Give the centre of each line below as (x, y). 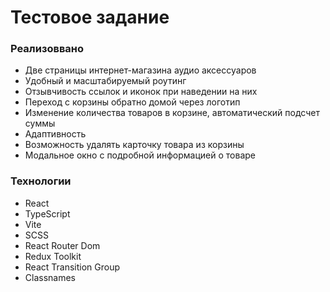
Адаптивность (55, 134)
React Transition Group (72, 267)
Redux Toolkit (53, 256)
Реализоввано (47, 49)
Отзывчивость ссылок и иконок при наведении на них (141, 92)
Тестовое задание (90, 17)
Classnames (50, 277)
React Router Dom (62, 245)
